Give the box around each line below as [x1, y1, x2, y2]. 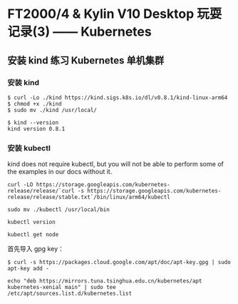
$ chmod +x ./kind [7, 100, 62, 107]
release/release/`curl [7, 188, 75, 195]
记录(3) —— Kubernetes [7, 24, 152, 40]
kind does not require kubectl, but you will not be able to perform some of [7, 160, 224, 168]
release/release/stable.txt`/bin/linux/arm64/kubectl [7, 193, 171, 201]
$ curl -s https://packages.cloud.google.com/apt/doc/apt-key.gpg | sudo [7, 259, 232, 266]
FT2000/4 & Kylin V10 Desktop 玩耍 [7, 6, 222, 22]
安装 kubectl [7, 143, 51, 153]
